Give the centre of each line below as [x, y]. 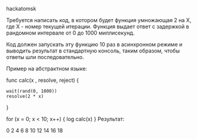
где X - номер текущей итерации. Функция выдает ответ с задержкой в [98, 27]
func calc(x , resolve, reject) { [43, 80]
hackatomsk [21, 9]
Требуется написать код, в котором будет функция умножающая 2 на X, [99, 20]
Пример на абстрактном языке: [47, 69]
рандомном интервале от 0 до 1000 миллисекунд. [70, 33]
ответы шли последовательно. [45, 57]
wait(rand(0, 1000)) [32, 91]
